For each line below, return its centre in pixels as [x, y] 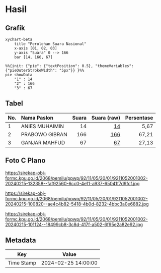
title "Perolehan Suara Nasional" [50, 44]
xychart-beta [19, 39]
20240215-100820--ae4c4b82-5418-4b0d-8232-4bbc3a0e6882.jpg [77, 204]
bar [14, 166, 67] [33, 57]
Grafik [15, 28]
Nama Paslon [37, 118]
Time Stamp [22, 263]
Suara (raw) [106, 118]
